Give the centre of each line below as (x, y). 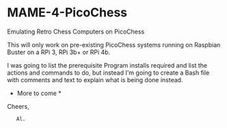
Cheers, (18, 106)
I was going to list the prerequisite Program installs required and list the (107, 65)
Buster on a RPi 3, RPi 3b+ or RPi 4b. (59, 52)
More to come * (39, 93)
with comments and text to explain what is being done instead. (95, 79)
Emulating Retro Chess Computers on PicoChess (76, 31)
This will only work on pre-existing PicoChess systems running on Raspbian (114, 44)
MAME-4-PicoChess (67, 13)
